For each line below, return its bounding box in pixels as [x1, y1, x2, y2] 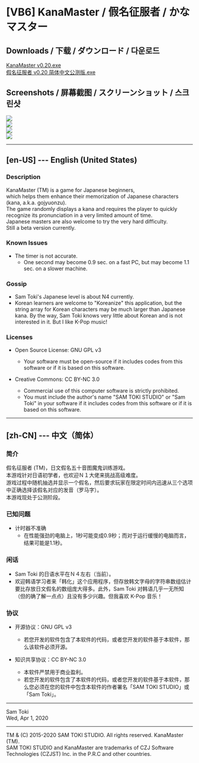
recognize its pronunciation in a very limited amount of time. [6, 211, 153, 219]
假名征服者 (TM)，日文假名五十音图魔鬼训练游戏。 [6, 464, 129, 472]
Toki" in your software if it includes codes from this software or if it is [23, 400, 192, 407]
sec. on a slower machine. [23, 265, 88, 272]
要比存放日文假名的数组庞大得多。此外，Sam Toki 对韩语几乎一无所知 [14, 585, 185, 592]
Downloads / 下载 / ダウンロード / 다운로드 [6, 46, 160, 56]
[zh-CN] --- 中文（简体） [6, 430, 99, 440]
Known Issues [6, 239, 48, 247]
